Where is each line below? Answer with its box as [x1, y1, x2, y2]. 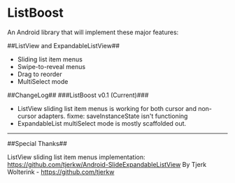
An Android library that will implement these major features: [7, 28, 179, 36]
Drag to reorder [17, 70, 62, 78]
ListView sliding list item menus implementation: [7, 152, 145, 161]
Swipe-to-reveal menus [17, 62, 86, 71]
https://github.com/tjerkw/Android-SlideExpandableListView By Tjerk [7, 160, 207, 168]
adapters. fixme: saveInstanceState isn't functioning [38, 112, 188, 120]
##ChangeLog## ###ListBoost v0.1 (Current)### [7, 91, 149, 99]
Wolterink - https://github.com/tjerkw [7, 168, 115, 176]
